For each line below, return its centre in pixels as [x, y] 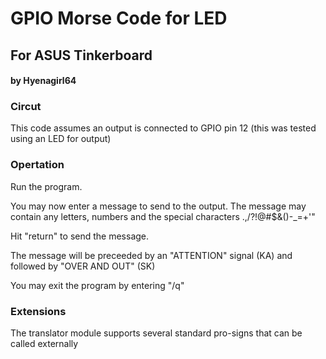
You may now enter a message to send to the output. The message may [158, 206]
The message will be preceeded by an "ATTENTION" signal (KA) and [151, 255]
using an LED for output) [61, 139]
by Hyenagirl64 [43, 81]
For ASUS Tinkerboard [81, 55]
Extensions [38, 311]
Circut [26, 107]
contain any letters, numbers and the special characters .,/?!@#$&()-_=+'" [163, 216]
